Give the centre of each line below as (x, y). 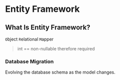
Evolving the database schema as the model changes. (60, 72)
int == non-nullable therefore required (56, 49)
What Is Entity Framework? (48, 27)
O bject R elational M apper (29, 39)
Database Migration (30, 61)
